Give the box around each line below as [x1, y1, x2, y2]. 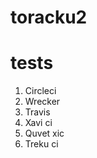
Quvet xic [24, 127, 65, 140]
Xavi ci [24, 117, 53, 129]
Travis [24, 106, 51, 118]
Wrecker [24, 96, 61, 108]
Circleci [24, 85, 57, 97]
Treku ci [24, 138, 59, 150]
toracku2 [10, 6, 88, 29]
